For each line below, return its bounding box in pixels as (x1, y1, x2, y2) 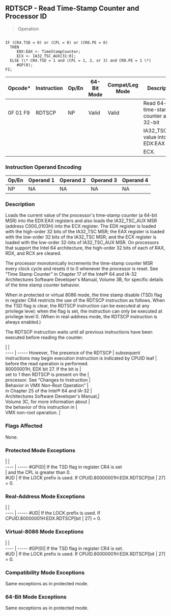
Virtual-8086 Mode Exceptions (5, 528, 84, 535)
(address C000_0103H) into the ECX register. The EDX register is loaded (5, 223, 156, 229)
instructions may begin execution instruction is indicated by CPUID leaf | (5, 355, 157, 361)
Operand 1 (28, 177, 55, 184)
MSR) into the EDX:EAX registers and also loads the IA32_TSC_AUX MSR (5, 217, 157, 224)
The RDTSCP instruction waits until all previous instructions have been (5, 329, 153, 335)
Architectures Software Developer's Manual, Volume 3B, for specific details (5, 276, 163, 283)
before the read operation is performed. (5, 361, 89, 367)
